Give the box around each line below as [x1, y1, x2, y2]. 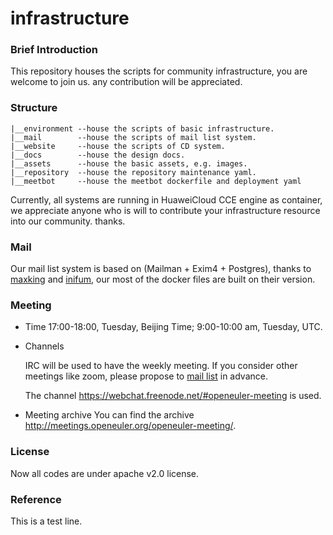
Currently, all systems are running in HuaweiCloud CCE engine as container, [10, 193, 323, 206]
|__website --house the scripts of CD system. [10, 141, 226, 151]
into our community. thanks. [10, 215, 126, 227]
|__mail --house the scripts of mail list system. [10, 132, 257, 142]
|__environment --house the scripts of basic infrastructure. [10, 123, 275, 134]
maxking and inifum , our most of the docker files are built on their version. [10, 273, 316, 286]
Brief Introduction [10, 43, 98, 57]
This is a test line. [10, 515, 83, 527]
